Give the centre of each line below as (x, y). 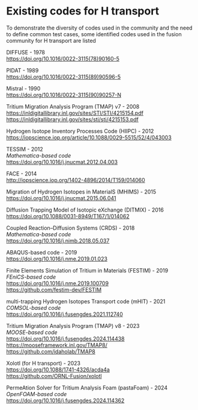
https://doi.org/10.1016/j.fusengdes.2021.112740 (64, 314)
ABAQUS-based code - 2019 (42, 252)
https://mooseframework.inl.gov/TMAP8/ (57, 345)
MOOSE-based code (32, 332)
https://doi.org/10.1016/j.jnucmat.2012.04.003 (62, 162)
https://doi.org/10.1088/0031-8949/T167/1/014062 (68, 216)
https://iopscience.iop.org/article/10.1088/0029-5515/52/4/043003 (89, 137)
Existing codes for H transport (83, 11)
